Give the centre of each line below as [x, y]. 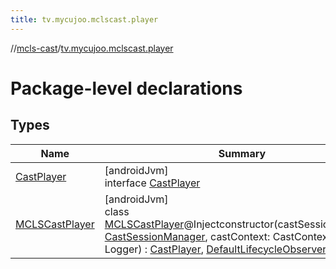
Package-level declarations [126, 88]
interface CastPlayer [152, 183]
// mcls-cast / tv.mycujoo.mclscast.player [92, 48]
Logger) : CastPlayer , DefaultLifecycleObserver [215, 249]
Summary [242, 153]
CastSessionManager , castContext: [187, 236]
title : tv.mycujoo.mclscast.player [84, 19]
